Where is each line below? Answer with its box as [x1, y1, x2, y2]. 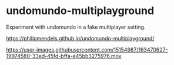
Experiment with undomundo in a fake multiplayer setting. [6, 23, 146, 30]
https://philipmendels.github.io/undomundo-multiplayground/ [6, 35, 155, 42]
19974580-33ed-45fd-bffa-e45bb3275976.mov [6, 52, 122, 59]
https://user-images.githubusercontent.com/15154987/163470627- [6, 46, 169, 53]
